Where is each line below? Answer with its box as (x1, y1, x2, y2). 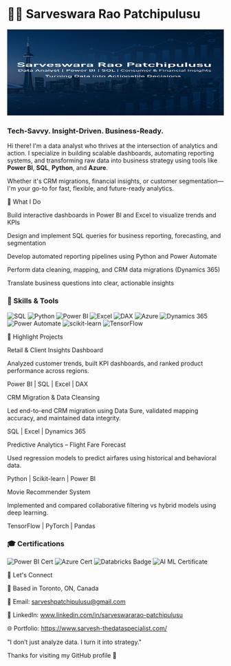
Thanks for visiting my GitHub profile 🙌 (7, 651, 117, 659)
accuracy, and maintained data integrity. (7, 413, 122, 422)
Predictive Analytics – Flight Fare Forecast (7, 440, 126, 449)
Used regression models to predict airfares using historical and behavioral (7, 453, 217, 462)
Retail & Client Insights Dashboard (7, 345, 103, 354)
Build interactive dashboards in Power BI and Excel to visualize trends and (7, 211, 217, 219)
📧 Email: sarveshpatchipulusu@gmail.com (7, 597, 126, 605)
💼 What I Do (7, 197, 41, 206)
